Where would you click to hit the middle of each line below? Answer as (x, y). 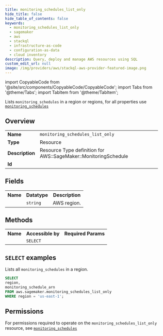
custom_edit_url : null (28, 64)
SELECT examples (31, 258)
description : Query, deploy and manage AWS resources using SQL (71, 59)
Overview (20, 121)
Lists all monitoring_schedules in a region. (47, 269)
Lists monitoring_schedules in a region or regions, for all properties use (76, 102)
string (33, 203)
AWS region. (67, 203)
